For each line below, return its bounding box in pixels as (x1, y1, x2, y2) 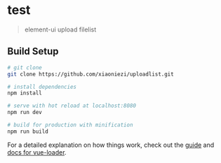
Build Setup (7, 45, 59, 57)
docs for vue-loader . (7, 148, 67, 156)
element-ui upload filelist (24, 25, 97, 34)
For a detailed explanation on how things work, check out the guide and (7, 141, 215, 149)
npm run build (7, 128, 49, 135)
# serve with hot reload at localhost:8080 (7, 102, 137, 110)
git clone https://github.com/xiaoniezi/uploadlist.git (7, 71, 174, 78)
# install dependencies (7, 83, 77, 90)
